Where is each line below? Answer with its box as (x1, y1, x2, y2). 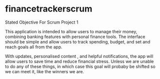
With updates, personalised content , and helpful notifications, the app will (5, 53, 154, 59)
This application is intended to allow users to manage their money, (5, 28, 137, 34)
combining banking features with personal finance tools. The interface (5, 34, 145, 39)
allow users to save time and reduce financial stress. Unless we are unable (5, 58, 154, 64)
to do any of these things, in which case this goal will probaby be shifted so (5, 64, 156, 69)
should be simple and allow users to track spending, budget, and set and (5, 39, 150, 44)
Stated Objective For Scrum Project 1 (5, 19, 79, 25)
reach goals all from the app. (5, 44, 63, 50)
